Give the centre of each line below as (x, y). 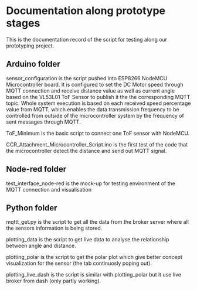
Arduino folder (33, 64)
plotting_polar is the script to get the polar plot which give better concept (94, 257)
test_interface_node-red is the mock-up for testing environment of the (91, 183)
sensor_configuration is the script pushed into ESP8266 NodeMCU (87, 78)
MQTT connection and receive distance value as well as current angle (90, 91)
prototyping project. (30, 46)
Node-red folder (36, 169)
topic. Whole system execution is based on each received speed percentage (98, 103)
